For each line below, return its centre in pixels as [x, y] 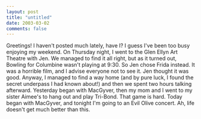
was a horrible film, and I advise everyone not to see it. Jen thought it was [97, 71]
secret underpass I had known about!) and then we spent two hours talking [99, 84]
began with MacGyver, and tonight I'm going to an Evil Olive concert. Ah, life [100, 103]
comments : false [26, 29]
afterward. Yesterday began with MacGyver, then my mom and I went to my [100, 90]
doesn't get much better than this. [48, 109]
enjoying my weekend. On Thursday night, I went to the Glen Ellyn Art [92, 52]
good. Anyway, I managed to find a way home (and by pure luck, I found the [100, 78]
